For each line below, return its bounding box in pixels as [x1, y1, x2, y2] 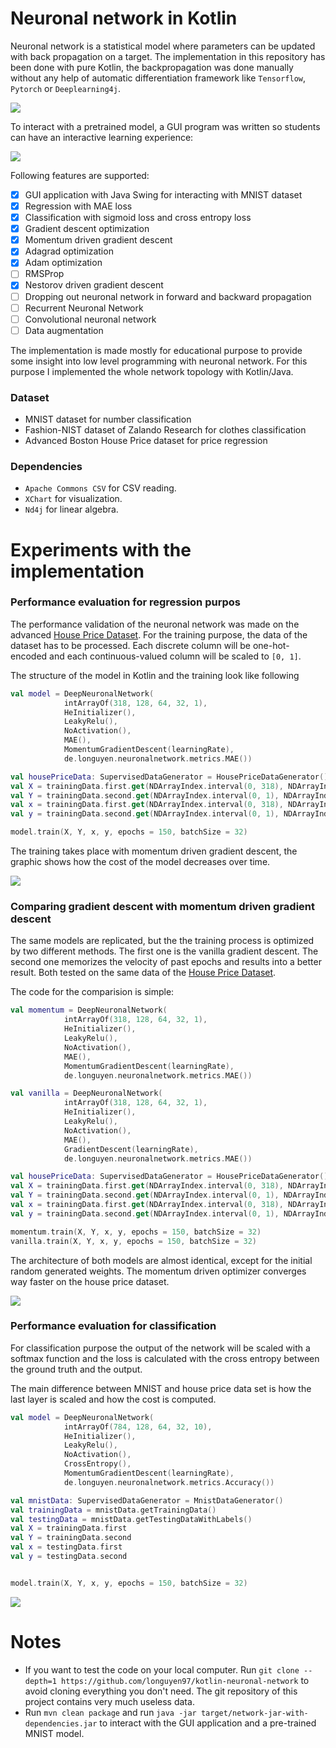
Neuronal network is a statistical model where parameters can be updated [10, 40, 316, 52]
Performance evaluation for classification [10, 1319, 217, 1333]
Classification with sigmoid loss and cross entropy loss [24, 212, 252, 224]
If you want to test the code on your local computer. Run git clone [24, 1663, 300, 1676]
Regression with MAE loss [24, 200, 133, 212]
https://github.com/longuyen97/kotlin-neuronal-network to [61, 1674, 310, 1686]
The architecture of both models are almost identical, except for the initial [10, 1254, 313, 1266]
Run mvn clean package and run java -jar [24, 1706, 197, 1718]
